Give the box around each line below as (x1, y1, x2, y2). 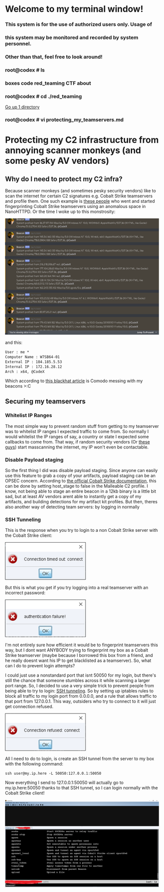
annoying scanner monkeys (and (5, 145, 142, 156)
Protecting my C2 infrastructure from (5, 134, 159, 146)
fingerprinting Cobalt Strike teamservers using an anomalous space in (5, 204, 146, 210)
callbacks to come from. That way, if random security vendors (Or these (5, 439, 150, 445)
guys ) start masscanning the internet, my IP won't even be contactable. (5, 444, 149, 450)
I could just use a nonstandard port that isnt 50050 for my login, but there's (5, 672, 156, 678)
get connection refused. (5, 704, 54, 709)
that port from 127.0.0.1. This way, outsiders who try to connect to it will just (5, 698, 156, 705)
